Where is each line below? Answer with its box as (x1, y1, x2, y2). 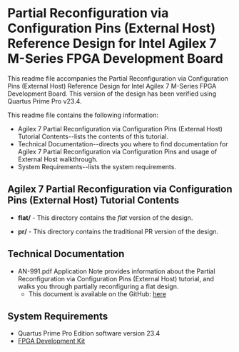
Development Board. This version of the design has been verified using (7, 89, 216, 98)
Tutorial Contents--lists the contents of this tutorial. (17, 132, 169, 141)
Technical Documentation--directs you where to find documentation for (17, 139, 228, 148)
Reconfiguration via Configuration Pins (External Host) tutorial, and (17, 274, 214, 283)
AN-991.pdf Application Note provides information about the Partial (17, 266, 215, 276)
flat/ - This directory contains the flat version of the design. (17, 213, 193, 222)
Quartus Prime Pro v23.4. (7, 96, 82, 105)
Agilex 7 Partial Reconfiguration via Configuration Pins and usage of (17, 147, 218, 156)
